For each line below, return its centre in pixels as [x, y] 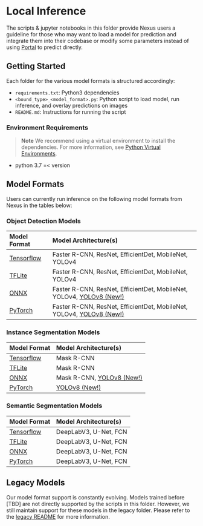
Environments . [39, 154]
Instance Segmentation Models [53, 332]
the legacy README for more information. [58, 516]
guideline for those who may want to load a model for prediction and [92, 34]
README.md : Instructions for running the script [70, 112]
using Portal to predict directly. [44, 47]
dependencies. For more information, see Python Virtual [91, 147]
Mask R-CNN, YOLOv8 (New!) [100, 378]
